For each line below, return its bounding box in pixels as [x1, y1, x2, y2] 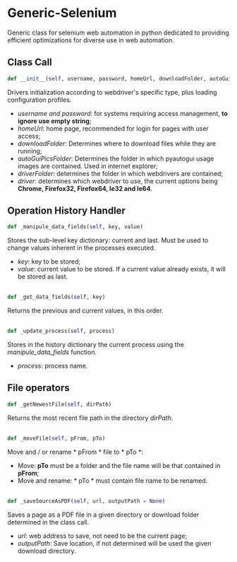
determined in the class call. [7, 517, 90, 526]
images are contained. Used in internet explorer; [17, 161, 159, 170]
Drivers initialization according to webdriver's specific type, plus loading [7, 88, 217, 96]
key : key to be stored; [17, 257, 81, 266]
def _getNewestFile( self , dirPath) [7, 401, 112, 408]
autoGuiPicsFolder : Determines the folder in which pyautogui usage [17, 154, 214, 163]
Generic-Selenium [7, 5, 117, 21]
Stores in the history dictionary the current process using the [7, 341, 185, 349]
